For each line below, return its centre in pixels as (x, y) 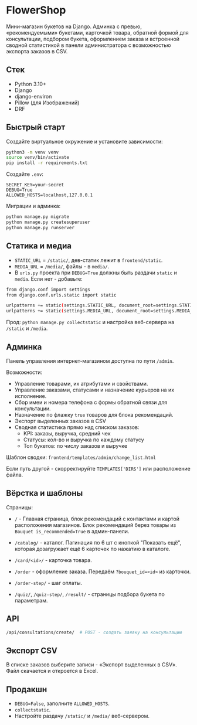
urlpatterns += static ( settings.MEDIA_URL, (60, 311)
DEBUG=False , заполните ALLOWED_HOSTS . (62, 703)
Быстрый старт (36, 127)
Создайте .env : (25, 174)
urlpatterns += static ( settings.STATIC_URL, (61, 305)
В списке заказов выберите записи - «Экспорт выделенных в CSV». (91, 665)
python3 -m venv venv (33, 152)
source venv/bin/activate (38, 158)
